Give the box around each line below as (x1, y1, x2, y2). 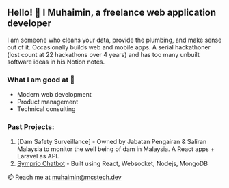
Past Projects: (7, 122, 55, 132)
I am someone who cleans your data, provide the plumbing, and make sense (7, 36, 222, 44)
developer (7, 18, 51, 30)
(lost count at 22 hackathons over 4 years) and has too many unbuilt (7, 50, 200, 58)
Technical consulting (16, 105, 76, 113)
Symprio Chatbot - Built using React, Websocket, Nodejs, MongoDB (16, 159, 208, 168)
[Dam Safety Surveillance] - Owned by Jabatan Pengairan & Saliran (16, 138, 207, 146)
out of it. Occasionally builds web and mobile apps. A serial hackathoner (7, 43, 211, 51)
